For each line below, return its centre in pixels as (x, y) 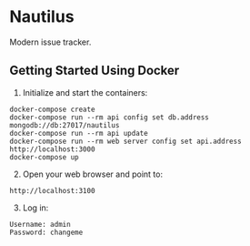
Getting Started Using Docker (95, 71)
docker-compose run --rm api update (79, 133)
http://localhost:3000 (52, 149)
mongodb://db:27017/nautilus (65, 125)
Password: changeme (46, 232)
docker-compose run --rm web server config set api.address (126, 141)
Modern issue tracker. (50, 42)
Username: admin (40, 224)
